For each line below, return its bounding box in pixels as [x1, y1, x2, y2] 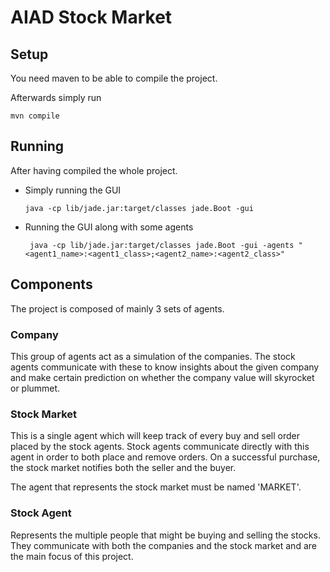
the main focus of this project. [10, 550, 134, 562]
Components [10, 276, 93, 293]
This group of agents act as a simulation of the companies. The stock [10, 350, 296, 362]
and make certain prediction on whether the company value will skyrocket [10, 371, 315, 383]
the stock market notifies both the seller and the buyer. [10, 462, 237, 474]
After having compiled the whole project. [10, 164, 178, 176]
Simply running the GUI [24, 184, 122, 196]
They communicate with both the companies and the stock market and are [10, 539, 317, 551]
